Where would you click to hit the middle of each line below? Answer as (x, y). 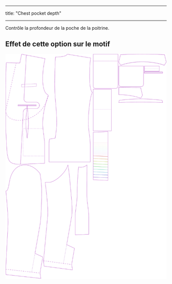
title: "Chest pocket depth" (33, 13)
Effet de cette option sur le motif (58, 44)
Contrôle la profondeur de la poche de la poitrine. (57, 28)
